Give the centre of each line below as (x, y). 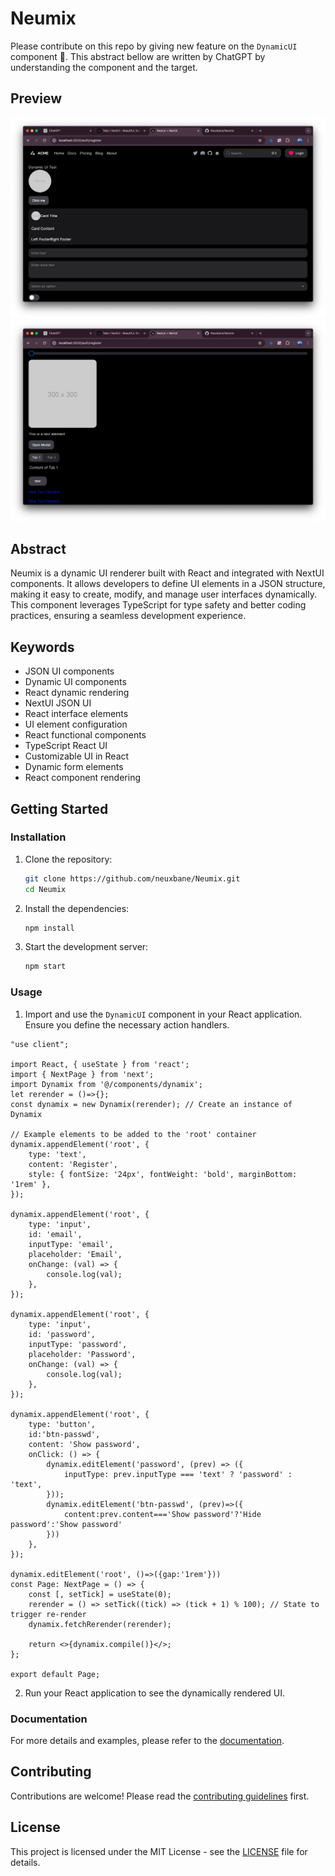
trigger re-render (48, 1614)
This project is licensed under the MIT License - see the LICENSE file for (159, 1851)
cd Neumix (45, 889)
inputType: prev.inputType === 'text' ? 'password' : (178, 1474)
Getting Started (59, 808)
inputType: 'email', (71, 1244)
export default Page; (55, 1674)
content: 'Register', (73, 1164)
